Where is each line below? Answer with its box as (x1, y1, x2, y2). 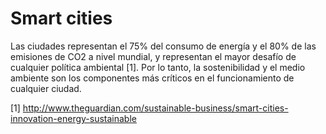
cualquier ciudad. (10, 82, 82, 94)
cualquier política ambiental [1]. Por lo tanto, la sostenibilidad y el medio (10, 61, 306, 73)
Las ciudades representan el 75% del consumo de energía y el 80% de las (10, 40, 317, 52)
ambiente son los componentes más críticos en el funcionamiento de (10, 72, 295, 84)
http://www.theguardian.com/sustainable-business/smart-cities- (22, 102, 289, 114)
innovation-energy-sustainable (10, 112, 137, 124)
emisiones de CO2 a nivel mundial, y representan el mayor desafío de (10, 50, 297, 62)
